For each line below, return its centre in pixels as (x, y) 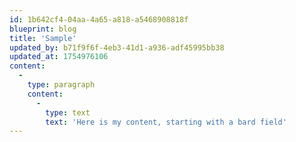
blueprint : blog (43, 29)
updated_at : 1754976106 (59, 57)
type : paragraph (61, 85)
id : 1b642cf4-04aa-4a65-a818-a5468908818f (99, 19)
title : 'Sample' (43, 38)
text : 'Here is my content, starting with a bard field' (166, 122)
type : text (68, 112)
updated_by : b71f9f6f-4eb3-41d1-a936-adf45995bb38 (117, 47)
